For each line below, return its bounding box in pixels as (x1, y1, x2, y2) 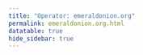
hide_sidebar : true (8, 34, 74, 43)
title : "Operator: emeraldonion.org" (8, 11, 136, 20)
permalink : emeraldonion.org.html (8, 19, 125, 27)
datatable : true (8, 27, 63, 35)
